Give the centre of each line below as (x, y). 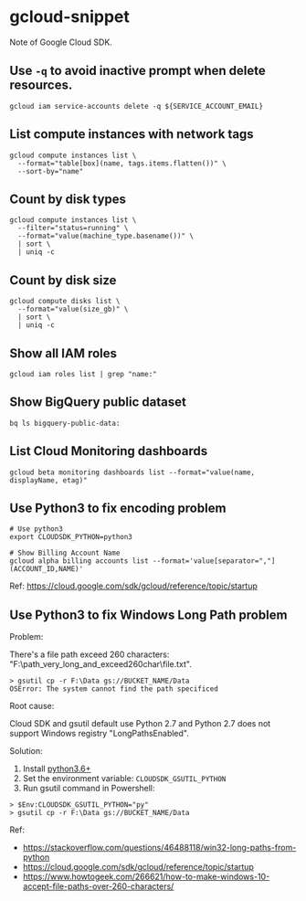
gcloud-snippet (70, 17)
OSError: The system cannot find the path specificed (114, 689)
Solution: (26, 751)
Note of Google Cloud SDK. (61, 42)
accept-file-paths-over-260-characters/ (98, 886)
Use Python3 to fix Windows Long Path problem (148, 615)
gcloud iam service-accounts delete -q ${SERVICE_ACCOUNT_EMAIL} (136, 106)
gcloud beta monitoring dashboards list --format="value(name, (132, 472)
